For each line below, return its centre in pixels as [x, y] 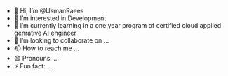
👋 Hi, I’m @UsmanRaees [49, 11]
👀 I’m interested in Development [60, 18]
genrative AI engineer [45, 33]
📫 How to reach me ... [46, 48]
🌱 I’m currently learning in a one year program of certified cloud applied [118, 25]
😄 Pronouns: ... [36, 58]
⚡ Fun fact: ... [33, 66]
